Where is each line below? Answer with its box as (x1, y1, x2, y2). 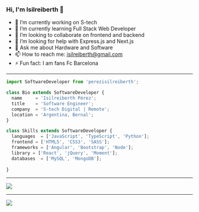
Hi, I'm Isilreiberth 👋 (6, 5, 64, 14)
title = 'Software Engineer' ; (11, 100, 94, 106)
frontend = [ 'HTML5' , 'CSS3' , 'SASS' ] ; (11, 139, 110, 145)
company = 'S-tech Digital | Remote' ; (11, 106, 110, 112)
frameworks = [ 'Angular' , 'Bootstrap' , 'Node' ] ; (11, 145, 134, 151)
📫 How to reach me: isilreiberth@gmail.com (14, 50, 123, 58)
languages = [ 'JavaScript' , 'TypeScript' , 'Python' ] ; (11, 134, 150, 140)
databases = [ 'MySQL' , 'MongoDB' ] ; (11, 156, 102, 162)
